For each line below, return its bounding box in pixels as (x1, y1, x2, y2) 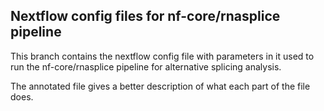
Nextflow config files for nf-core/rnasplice (10, 8, 281, 25)
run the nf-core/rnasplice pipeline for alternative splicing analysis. (10, 60, 282, 73)
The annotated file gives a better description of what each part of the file (10, 80, 311, 92)
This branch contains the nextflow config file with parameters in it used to (10, 50, 315, 62)
